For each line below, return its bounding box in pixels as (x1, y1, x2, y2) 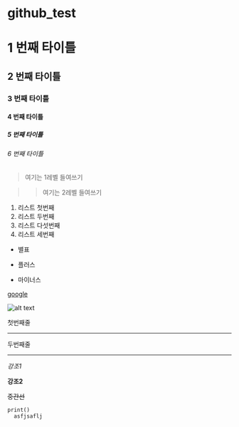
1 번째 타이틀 (7, 40, 77, 56)
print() (7, 406, 31, 413)
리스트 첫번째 (17, 203, 55, 212)
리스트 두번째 (17, 212, 55, 220)
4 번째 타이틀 (7, 113, 44, 121)
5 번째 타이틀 (7, 130, 43, 138)
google (7, 289, 28, 298)
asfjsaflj (14, 412, 43, 420)
